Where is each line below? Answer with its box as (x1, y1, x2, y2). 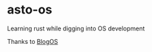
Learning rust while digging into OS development (7, 24, 145, 32)
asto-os (7, 2, 53, 18)
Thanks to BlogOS (7, 37, 58, 45)
